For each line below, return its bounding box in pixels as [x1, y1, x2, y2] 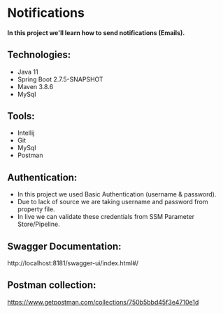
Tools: [7, 110, 35, 122]
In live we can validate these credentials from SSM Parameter [17, 213, 195, 221]
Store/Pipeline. [17, 220, 61, 229]
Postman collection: [7, 279, 96, 291]
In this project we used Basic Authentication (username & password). [17, 190, 217, 199]
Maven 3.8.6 [17, 82, 54, 91]
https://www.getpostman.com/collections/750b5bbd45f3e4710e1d [7, 298, 199, 306]
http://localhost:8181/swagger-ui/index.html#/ [7, 259, 138, 267]
